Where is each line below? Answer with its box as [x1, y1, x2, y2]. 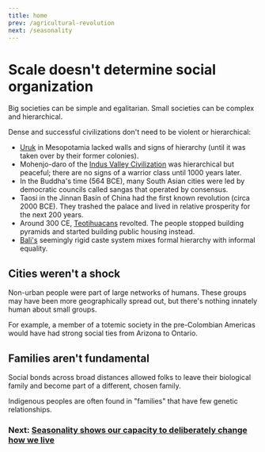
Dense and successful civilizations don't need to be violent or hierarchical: [8, 128, 252, 137]
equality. [19, 243, 48, 254]
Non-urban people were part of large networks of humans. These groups [8, 288, 247, 297]
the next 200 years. [19, 210, 84, 220]
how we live [8, 434, 55, 445]
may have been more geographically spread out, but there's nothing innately [8, 297, 258, 306]
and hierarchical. [8, 112, 63, 121]
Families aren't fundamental [8, 351, 150, 365]
